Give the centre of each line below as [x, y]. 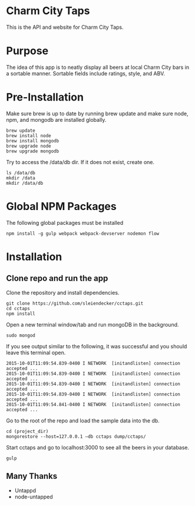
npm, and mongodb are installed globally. [56, 119]
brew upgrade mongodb [33, 151]
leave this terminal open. [36, 352]
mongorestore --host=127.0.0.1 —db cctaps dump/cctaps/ [76, 437]
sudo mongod [21, 335]
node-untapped [34, 497]
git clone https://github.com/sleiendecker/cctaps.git [75, 303]
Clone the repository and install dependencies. [63, 292]
